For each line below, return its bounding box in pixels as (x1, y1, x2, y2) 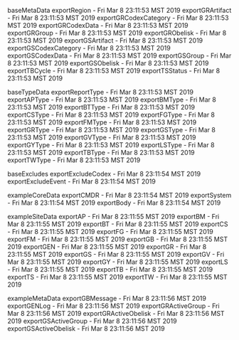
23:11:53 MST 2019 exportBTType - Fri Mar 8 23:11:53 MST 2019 (7, 103, 196, 111)
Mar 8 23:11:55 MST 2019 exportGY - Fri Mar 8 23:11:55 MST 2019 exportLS (7, 257, 228, 266)
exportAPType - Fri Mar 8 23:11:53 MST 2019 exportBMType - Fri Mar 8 (7, 95, 217, 104)
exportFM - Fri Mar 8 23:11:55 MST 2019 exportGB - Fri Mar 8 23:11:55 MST (7, 235, 228, 243)
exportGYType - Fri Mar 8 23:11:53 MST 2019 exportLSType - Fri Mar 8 (7, 141, 215, 149)
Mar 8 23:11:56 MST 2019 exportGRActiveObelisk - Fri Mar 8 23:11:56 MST (7, 309, 225, 317)
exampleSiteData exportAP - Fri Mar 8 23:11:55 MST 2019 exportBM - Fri (7, 213, 220, 221)
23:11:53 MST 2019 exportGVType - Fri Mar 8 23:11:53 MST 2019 (7, 133, 196, 142)
